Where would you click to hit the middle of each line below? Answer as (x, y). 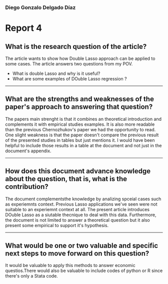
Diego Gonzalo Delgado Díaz (40, 7)
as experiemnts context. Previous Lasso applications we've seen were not (81, 204)
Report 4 (24, 28)
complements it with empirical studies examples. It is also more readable (80, 124)
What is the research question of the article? (76, 46)
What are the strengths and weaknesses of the (79, 99)
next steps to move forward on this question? (77, 253)
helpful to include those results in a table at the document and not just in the (83, 145)
